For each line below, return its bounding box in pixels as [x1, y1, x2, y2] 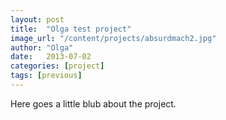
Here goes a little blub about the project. [10, 97, 177, 110]
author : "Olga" [10, 42, 74, 53]
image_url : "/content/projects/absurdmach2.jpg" [10, 33, 217, 43]
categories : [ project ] [10, 61, 105, 71]
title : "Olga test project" [10, 24, 132, 34]
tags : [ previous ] [10, 71, 83, 81]
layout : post [10, 14, 65, 25]
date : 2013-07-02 [10, 52, 92, 62]
